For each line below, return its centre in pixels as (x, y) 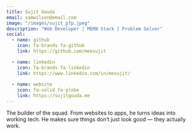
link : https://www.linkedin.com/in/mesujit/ (74, 73)
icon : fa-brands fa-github (51, 46)
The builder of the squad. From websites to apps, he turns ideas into (91, 113)
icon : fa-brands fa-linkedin (54, 68)
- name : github (31, 40)
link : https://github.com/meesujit (62, 51)
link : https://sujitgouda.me (54, 96)
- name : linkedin (33, 62)
